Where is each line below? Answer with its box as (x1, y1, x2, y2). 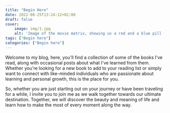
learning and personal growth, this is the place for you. (5, 76, 119, 82)
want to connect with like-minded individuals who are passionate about (5, 70, 154, 77)
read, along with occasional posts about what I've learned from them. (5, 59, 150, 66)
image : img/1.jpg (14, 26, 51, 31)
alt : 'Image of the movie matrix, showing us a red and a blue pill (14, 31, 162, 36)
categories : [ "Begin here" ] (5, 41, 65, 46)
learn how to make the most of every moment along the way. (5, 102, 132, 108)
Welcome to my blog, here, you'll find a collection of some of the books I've (5, 54, 163, 60)
